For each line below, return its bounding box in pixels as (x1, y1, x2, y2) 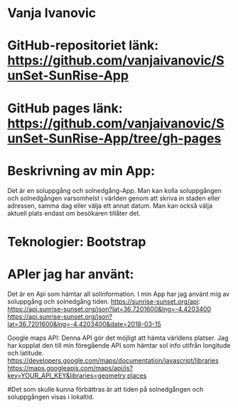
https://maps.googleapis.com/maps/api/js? (7, 363, 134, 372)
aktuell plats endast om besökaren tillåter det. (7, 209, 141, 217)
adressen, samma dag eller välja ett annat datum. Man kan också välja (7, 201, 213, 210)
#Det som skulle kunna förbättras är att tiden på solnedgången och (7, 385, 204, 393)
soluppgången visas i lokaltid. (7, 392, 94, 401)
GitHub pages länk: (7, 100, 123, 116)
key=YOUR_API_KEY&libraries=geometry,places (7, 371, 147, 380)
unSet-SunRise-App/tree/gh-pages (7, 130, 222, 146)
